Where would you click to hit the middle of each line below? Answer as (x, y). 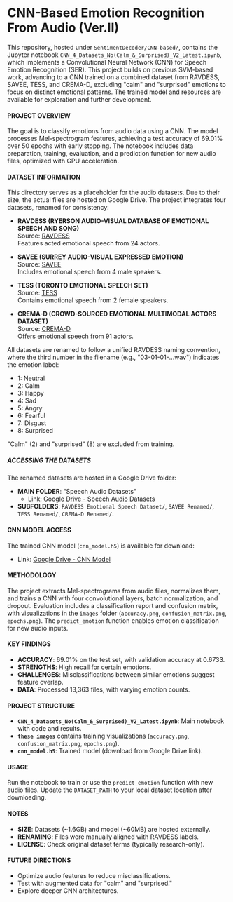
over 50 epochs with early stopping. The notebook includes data (100, 146)
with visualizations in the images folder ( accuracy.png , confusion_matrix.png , (117, 613)
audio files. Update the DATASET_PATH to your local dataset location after (110, 790)
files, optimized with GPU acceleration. (63, 161)
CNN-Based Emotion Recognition (106, 13)
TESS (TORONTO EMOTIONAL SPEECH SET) (83, 285)
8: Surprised (35, 431)
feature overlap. (40, 682)
